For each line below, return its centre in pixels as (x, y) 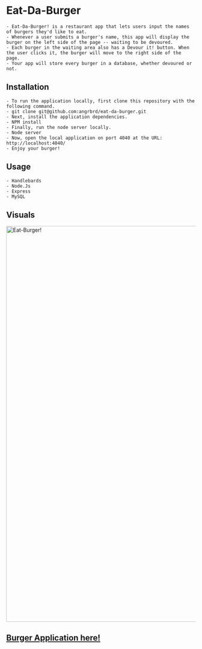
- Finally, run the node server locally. (59, 127)
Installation (28, 87)
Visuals (20, 215)
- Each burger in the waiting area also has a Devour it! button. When (98, 48)
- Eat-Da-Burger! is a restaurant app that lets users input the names (98, 26)
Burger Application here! (54, 638)
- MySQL (16, 196)
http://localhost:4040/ (36, 143)
